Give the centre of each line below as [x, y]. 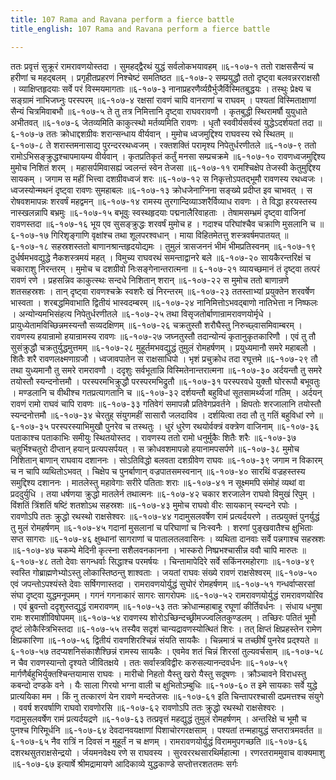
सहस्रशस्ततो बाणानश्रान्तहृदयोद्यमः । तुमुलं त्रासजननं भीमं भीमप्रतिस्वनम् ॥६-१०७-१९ [184, 246]
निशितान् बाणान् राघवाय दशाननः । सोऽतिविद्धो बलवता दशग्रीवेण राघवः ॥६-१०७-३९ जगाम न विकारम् [166, 460]
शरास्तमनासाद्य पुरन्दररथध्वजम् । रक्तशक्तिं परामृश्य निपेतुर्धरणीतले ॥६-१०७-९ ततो [185, 145]
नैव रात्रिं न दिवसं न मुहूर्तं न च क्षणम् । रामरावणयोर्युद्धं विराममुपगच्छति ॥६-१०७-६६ [179, 741]
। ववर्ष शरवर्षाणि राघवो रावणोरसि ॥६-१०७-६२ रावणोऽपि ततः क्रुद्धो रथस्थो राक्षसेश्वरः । [147, 707]
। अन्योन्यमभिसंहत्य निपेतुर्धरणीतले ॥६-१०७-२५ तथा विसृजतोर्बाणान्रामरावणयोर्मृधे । [141, 313]
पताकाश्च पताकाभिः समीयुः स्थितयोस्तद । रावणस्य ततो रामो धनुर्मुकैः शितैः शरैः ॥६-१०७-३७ [153, 437]
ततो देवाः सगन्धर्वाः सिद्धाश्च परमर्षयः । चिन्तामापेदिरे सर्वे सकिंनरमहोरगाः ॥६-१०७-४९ [183, 561]
